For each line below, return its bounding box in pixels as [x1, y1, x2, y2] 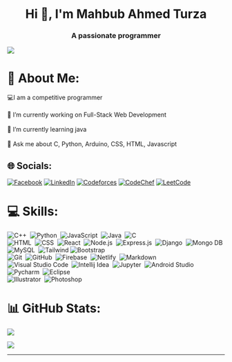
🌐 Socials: [7, 160, 52, 172]
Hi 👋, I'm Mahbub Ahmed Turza [25, 6, 207, 22]
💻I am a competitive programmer [7, 93, 103, 102]
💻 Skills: [7, 203, 59, 219]
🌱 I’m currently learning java [7, 125, 87, 134]
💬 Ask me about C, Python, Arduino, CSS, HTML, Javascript [7, 140, 177, 148]
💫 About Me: [7, 70, 80, 86]
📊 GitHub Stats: [7, 301, 101, 316]
